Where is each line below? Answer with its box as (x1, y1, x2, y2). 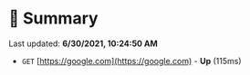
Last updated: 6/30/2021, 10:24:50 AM (8, 38, 159, 49)
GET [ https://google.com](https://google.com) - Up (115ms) (21, 55, 243, 66)
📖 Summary (8, 8, 99, 29)
